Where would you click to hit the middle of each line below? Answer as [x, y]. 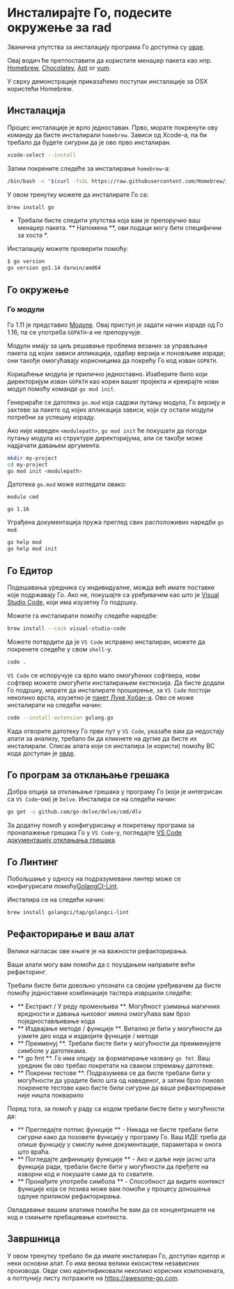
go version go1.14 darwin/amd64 [54, 268]
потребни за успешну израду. [52, 417]
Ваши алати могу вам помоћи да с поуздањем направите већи [101, 964]
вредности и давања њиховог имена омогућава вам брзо [103, 1013]
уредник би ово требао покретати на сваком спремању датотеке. [116, 1065]
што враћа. [34, 1152]
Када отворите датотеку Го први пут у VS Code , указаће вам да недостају [116, 731]
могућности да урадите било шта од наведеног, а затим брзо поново [120, 1080]
